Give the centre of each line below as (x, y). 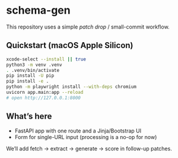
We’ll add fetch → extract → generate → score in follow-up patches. (89, 148)
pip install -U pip (30, 76)
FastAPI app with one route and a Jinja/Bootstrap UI (78, 131)
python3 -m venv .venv (34, 65)
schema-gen (38, 10)
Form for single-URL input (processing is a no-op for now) (86, 137)
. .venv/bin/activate (33, 70)
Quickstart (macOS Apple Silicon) (70, 45)
